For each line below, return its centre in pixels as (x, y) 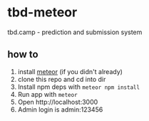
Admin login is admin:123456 (60, 109)
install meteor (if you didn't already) (70, 71)
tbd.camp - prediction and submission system (75, 32)
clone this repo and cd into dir (62, 79)
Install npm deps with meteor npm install (79, 87)
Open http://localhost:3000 (58, 102)
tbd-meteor (42, 12)
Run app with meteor (47, 94)
